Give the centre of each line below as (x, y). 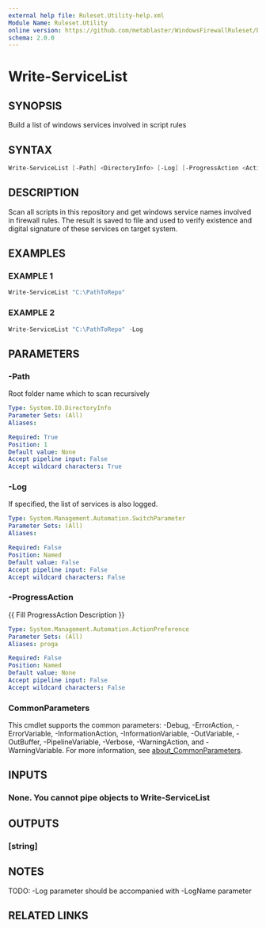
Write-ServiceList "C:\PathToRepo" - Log (76, 329)
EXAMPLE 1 (31, 276)
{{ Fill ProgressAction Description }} (66, 614)
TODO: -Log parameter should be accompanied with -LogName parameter (130, 891)
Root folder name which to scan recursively (79, 394)
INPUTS (28, 776)
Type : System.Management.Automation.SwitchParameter (97, 519)
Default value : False (44, 562)
